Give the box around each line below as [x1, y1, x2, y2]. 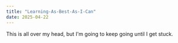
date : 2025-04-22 [6, 14, 49, 20]
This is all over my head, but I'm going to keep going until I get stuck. [6, 30, 173, 37]
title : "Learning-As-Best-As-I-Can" [6, 8, 96, 15]
